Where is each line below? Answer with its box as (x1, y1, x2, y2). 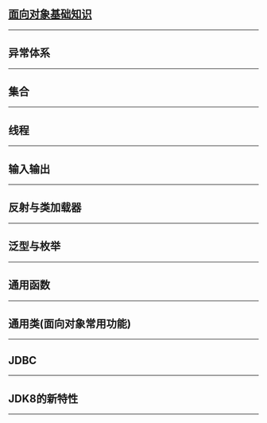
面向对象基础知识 (8, 7, 92, 21)
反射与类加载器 (8, 201, 82, 215)
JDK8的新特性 (8, 392, 79, 406)
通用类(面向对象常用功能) (8, 316, 131, 330)
